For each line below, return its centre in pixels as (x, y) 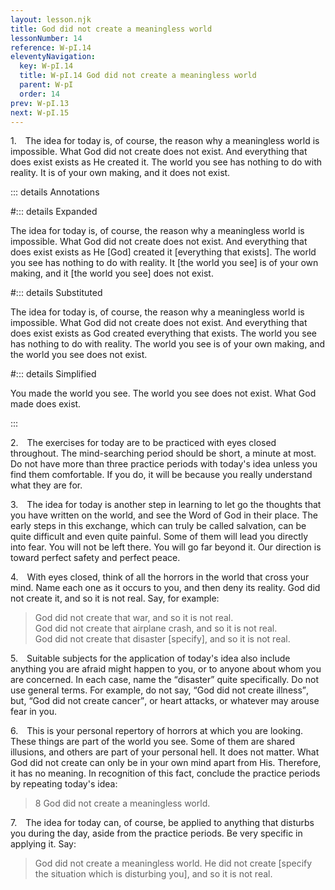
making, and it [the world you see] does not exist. (112, 273)
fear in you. (34, 712)
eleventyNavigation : (53, 57)
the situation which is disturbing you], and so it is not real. (153, 874)
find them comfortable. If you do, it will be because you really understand (161, 475)
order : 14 (39, 94)
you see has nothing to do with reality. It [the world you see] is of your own (164, 263)
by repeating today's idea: (64, 784)
